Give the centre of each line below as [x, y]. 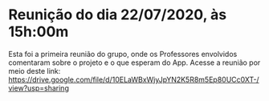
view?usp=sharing [39, 88]
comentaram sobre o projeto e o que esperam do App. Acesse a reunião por [134, 63]
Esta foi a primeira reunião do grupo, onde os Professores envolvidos [123, 54]
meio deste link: [35, 71]
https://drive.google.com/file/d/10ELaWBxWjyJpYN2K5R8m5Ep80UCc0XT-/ [134, 79]
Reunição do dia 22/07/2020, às [118, 15]
